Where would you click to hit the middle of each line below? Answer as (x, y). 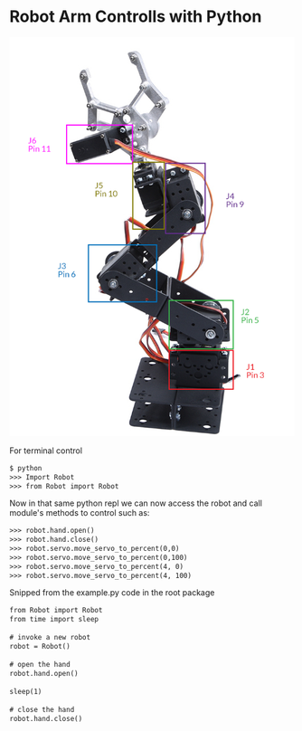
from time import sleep (54, 619)
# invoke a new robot (50, 637)
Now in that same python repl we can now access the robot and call (136, 503)
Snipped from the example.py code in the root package (112, 592)
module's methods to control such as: (80, 512)
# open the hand (40, 664)
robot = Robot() (40, 646)
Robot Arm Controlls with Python (136, 17)
